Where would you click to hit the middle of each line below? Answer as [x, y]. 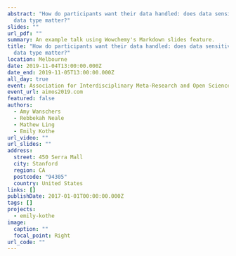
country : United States [48, 183]
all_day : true [28, 79]
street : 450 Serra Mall [48, 157]
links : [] [22, 190]
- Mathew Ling [34, 124]
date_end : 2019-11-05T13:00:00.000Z [61, 72]
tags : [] [20, 203]
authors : [20, 105]
